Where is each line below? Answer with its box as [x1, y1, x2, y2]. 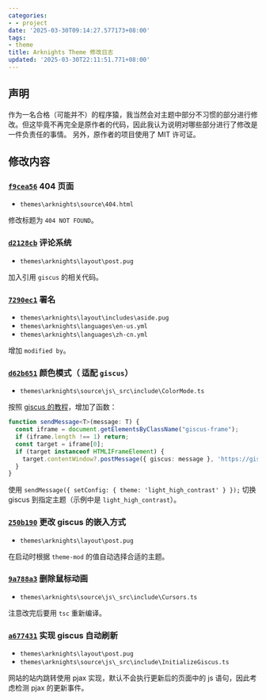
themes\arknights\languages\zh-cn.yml [19, 331, 148, 339]
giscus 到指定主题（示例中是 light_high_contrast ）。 [8, 495, 180, 504]
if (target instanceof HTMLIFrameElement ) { [15, 447, 165, 456]
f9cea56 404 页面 [8, 181, 74, 191]
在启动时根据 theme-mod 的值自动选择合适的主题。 [8, 552, 169, 561]
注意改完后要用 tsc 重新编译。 [8, 608, 107, 618]
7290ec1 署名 [8, 294, 56, 305]
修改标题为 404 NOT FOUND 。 [8, 216, 99, 225]
